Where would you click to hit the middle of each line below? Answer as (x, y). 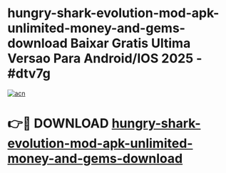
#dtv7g (29, 74)
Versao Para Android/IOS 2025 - (105, 59)
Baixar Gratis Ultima (130, 43)
